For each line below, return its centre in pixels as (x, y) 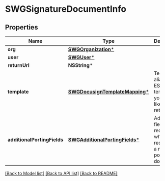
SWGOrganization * (91, 49)
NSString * (81, 65)
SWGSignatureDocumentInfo (66, 9)
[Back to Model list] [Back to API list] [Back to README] (61, 173)
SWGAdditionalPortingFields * (104, 140)
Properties (22, 27)
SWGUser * (81, 57)
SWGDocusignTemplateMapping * (109, 92)
